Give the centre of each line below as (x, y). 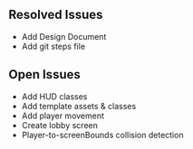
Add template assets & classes (79, 106)
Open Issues (44, 74)
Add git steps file (53, 46)
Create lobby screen (60, 125)
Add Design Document (64, 36)
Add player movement (63, 116)
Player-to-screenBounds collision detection (102, 135)
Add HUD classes (54, 96)
